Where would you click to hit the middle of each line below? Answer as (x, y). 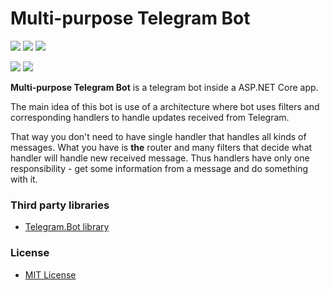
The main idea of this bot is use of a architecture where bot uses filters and (165, 106)
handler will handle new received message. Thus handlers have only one (160, 158)
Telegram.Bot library (67, 227)
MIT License (50, 274)
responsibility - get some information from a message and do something (159, 168)
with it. (24, 179)
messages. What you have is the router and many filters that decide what (161, 147)
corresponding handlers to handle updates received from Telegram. (150, 117)
